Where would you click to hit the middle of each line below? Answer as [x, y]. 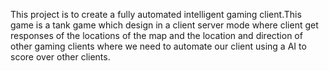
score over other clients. [60, 57]
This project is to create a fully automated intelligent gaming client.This [156, 14]
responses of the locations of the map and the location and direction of [156, 35]
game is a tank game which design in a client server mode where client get [164, 25]
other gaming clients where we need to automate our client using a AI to [158, 46]
